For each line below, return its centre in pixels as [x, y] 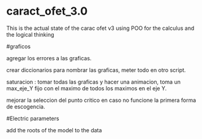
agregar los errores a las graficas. [49, 58]
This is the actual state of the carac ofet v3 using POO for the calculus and [100, 28]
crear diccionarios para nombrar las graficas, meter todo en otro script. [96, 70]
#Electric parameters [33, 118]
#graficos [18, 46]
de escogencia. [26, 106]
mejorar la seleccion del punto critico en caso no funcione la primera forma [101, 100]
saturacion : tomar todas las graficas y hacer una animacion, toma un [93, 82]
